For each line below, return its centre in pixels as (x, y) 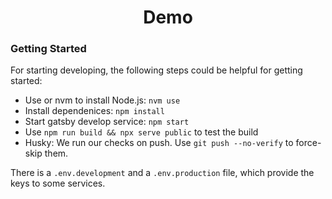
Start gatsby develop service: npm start (107, 122)
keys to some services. (58, 183)
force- (308, 143)
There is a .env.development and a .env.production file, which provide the (162, 173)
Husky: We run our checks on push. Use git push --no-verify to (159, 143)
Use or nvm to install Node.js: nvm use (102, 100)
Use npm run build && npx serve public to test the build (141, 132)
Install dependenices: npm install (94, 111)
